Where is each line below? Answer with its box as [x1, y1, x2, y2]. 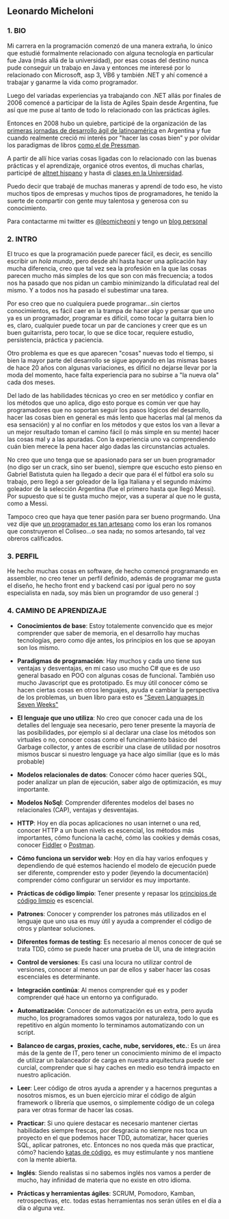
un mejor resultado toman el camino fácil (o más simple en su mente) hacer [7, 427, 219, 436]
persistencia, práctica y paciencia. [7, 336, 104, 344]
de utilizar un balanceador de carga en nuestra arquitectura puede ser [16, 1056, 215, 1064]
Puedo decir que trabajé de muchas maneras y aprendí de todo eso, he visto [7, 181, 223, 190]
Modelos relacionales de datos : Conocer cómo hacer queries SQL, [16, 770, 207, 779]
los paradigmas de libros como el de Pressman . [7, 140, 142, 149]
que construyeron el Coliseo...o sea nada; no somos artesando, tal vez [7, 527, 206, 535]
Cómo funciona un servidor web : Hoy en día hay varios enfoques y [16, 854, 208, 862]
